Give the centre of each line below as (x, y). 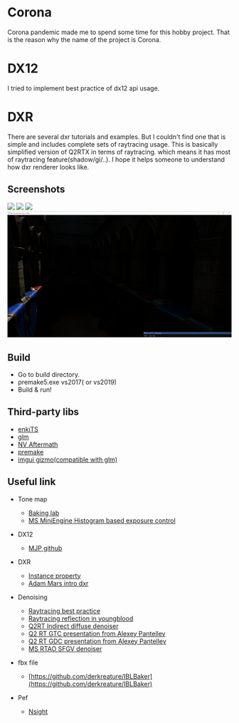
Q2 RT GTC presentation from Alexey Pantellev (97, 633)
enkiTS (28, 429)
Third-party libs (43, 412)
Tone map (32, 499)
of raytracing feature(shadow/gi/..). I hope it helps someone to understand (116, 159)
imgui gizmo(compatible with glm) (68, 459)
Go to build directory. (49, 374)
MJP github (45, 548)
